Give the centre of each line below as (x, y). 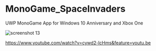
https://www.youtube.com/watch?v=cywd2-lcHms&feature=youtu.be (78, 43)
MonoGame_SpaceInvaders (65, 9)
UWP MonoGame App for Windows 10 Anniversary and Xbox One (74, 23)
